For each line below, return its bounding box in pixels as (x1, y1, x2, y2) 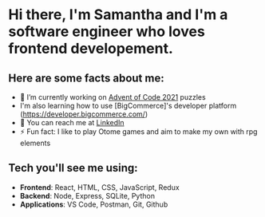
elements (19, 138, 51, 148)
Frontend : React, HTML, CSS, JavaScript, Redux (19, 182, 180, 192)
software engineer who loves (8, 22, 205, 41)
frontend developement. (8, 40, 173, 57)
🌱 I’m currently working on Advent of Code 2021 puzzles (19, 93, 206, 101)
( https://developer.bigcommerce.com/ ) (19, 109, 148, 119)
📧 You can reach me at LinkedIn (19, 118, 125, 127)
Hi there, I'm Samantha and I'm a (8, 6, 228, 24)
